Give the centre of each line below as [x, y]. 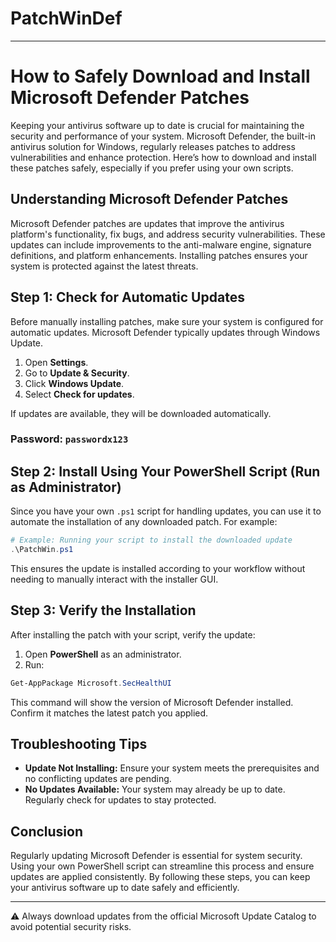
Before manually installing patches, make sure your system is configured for [167, 321]
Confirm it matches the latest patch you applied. [109, 713]
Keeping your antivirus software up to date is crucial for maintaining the [157, 125]
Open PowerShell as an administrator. [103, 654]
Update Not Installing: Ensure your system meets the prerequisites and [172, 768]
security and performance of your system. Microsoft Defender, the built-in [163, 136]
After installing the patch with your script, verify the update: [133, 634]
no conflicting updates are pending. [98, 779]
